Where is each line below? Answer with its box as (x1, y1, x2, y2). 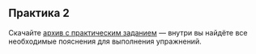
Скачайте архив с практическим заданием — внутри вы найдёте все (8, 27, 248, 37)
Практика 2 (8, 6, 70, 20)
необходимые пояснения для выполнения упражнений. (8, 36, 202, 46)
